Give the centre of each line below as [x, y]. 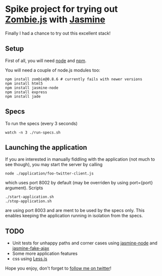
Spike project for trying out [61, 9]
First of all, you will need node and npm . [46, 61]
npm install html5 [24, 83]
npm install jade [23, 96]
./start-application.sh [30, 197]
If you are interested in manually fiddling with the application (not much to [80, 159]
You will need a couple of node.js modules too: [53, 70]
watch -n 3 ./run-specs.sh [33, 132]
